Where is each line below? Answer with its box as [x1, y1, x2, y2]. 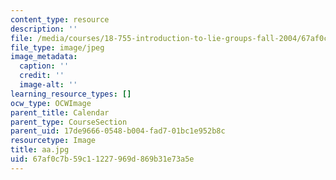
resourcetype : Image [10, 136, 97, 146]
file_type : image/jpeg [10, 42, 105, 53]
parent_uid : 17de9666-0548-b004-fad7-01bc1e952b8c [10, 126, 226, 136]
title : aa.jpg [10, 145, 70, 155]
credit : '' [19, 71, 65, 81]
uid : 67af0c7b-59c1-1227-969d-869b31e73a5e [10, 154, 195, 164]
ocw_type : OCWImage [10, 98, 92, 108]
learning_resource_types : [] [10, 89, 132, 99]
